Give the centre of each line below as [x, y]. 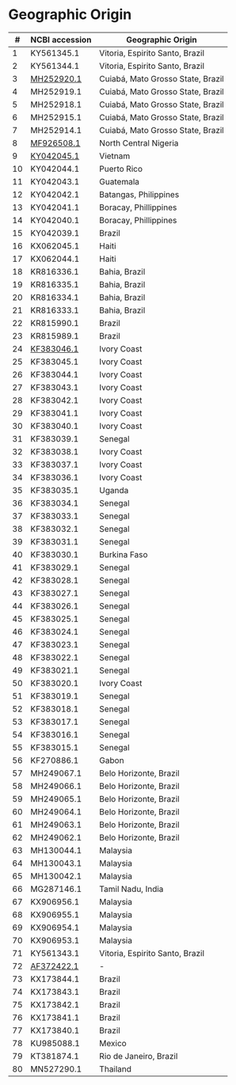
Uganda [114, 490]
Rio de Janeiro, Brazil [138, 1056]
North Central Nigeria [139, 142]
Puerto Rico [120, 169]
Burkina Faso [123, 554]
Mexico [112, 1043]
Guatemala [119, 181]
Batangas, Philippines [139, 194]
